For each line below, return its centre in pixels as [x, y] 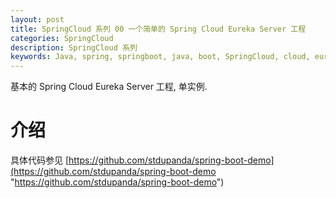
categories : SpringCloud [62, 38]
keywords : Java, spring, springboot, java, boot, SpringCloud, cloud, [160, 57]
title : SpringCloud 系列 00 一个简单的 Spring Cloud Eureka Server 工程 [158, 29]
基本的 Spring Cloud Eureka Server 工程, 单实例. [109, 87]
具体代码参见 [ [40, 160]
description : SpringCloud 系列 [74, 47]
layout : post [37, 19]
